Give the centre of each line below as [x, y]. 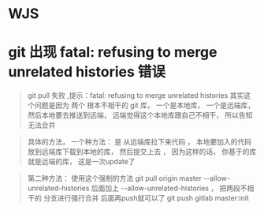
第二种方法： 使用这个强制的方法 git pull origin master [115, 178]
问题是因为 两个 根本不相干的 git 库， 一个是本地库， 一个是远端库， [144, 105]
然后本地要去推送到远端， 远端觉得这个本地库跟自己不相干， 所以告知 [140, 115]
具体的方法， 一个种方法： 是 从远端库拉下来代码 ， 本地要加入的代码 [139, 142]
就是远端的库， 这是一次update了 [81, 162]
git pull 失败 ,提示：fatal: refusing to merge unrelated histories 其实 [136, 96]
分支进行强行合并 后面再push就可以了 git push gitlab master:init [146, 198]
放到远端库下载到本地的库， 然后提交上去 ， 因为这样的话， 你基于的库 [142, 152]
